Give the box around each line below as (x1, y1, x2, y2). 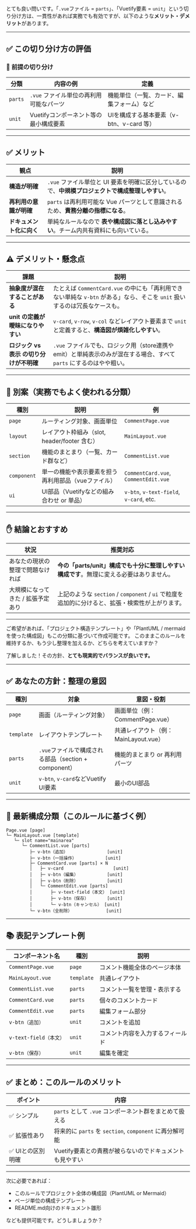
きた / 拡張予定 (9, 594, 50, 602)
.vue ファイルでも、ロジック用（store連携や (53, 342, 174, 350)
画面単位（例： (114, 706, 156, 714)
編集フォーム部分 (99, 1007, 146, 1016)
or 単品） (60, 496, 86, 505)
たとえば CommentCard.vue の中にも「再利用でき (53, 284, 183, 292)
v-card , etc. (124, 495, 156, 503)
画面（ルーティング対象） (38, 711, 109, 719)
